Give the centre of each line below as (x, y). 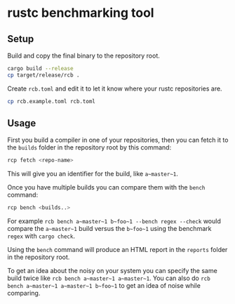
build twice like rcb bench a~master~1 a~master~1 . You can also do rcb (109, 278)
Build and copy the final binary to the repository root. (83, 55)
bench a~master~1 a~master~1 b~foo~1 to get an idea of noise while (104, 286)
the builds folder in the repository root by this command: (89, 147)
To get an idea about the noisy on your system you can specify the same (112, 271)
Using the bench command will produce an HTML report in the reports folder (117, 250)
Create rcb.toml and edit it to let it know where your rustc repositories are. (115, 88)
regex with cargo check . (41, 236)
